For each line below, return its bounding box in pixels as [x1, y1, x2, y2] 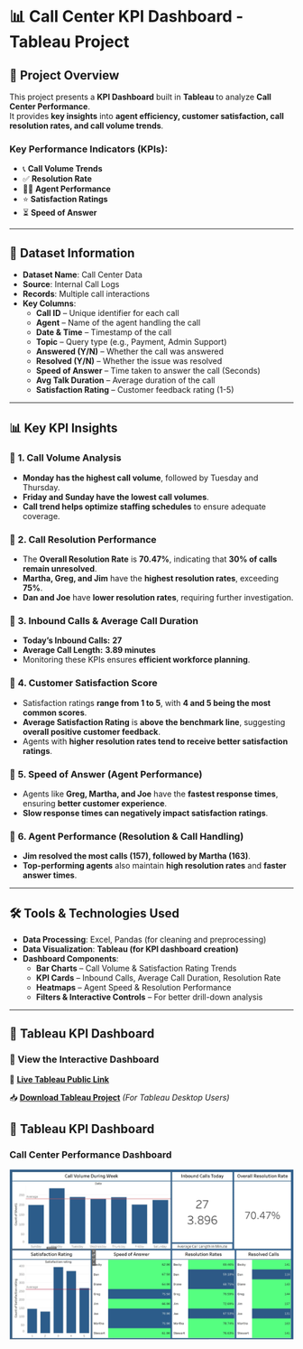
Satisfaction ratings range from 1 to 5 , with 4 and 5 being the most [22, 697, 271, 708]
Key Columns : [22, 298, 77, 309]
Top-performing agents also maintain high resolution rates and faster [22, 861, 287, 871]
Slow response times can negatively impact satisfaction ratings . [22, 807, 269, 818]
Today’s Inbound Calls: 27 [22, 635, 123, 646]
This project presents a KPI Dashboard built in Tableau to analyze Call [9, 91, 272, 102]
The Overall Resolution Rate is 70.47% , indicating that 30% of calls [22, 554, 278, 564]
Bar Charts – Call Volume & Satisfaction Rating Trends [35, 963, 237, 974]
